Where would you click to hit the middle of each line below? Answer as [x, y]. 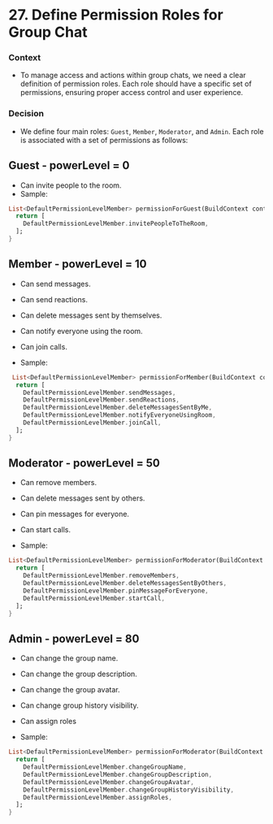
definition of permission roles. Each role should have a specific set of [136, 84]
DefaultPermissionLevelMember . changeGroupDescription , [118, 774]
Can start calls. [45, 530]
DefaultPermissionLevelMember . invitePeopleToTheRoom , [116, 224]
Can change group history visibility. [80, 705]
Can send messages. [55, 284]
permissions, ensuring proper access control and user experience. [132, 93]
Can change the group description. [79, 674]
